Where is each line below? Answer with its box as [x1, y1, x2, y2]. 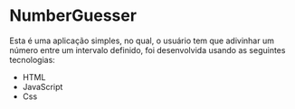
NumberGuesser [9, 5, 138, 26]
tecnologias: [9, 54, 56, 65]
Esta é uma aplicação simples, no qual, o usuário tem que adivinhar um [9, 35, 274, 46]
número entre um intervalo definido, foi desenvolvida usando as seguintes [9, 44, 286, 55]
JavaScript [22, 81, 63, 92]
